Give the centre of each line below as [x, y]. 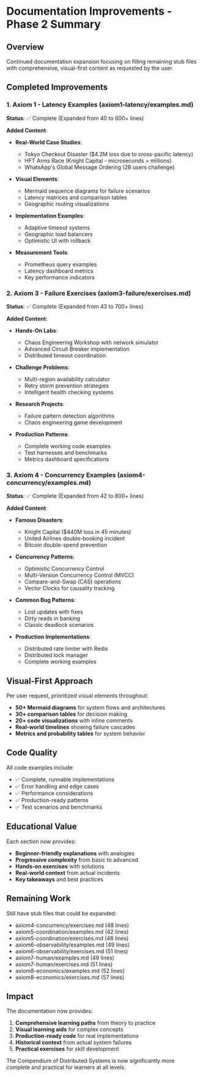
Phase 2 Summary [54, 24]
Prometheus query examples [61, 264]
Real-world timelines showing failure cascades [75, 727]
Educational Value [42, 827]
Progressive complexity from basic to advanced [77, 860]
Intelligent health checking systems [69, 392]
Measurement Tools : [42, 252]
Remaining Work [39, 899]
